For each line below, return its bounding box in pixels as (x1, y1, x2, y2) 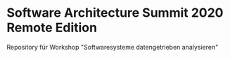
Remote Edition (6, 20, 98, 36)
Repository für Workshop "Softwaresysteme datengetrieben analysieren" (6, 43, 219, 51)
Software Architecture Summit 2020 (6, 5, 224, 21)
